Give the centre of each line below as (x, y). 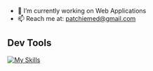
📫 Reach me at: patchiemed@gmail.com (76, 18)
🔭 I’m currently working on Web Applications (82, 11)
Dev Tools (29, 43)
